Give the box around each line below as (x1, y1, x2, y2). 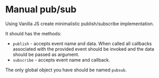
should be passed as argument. (12, 51, 79, 57)
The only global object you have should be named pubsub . (5, 67, 127, 73)
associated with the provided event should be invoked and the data (12, 46, 154, 52)
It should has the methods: (5, 30, 61, 36)
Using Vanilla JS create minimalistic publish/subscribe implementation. (5, 21, 154, 27)
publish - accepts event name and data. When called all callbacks (12, 40, 152, 47)
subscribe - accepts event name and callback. (12, 56, 110, 63)
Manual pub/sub (5, 4, 77, 15)
